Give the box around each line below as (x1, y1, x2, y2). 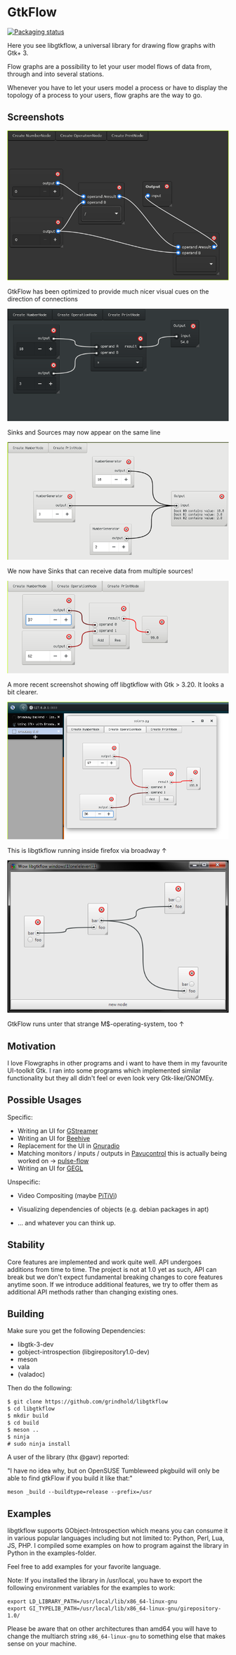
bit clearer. (7, 688, 39, 697)
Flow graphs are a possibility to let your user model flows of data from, (7, 62, 212, 70)
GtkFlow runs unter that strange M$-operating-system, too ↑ (7, 1020, 185, 1028)
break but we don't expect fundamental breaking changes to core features (7, 1273, 223, 1281)
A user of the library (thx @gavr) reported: (7, 1453, 130, 1461)
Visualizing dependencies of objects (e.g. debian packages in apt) (17, 1205, 209, 1213)
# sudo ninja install (7, 1441, 71, 1448)
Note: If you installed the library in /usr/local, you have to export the (7, 1576, 202, 1585)
